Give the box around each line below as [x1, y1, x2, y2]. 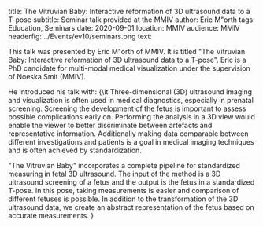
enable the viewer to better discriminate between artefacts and [8, 121, 213, 130]
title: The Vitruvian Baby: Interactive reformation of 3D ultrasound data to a [8, 7, 250, 16]
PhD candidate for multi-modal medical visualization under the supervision [8, 64, 250, 73]
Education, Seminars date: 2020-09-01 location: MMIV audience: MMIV [8, 24, 240, 32]
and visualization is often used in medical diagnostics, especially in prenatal [8, 96, 254, 104]
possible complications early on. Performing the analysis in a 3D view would [8, 112, 256, 121]
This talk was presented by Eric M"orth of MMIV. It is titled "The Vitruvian [8, 47, 246, 56]
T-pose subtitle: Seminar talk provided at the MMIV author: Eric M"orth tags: [8, 15, 256, 24]
